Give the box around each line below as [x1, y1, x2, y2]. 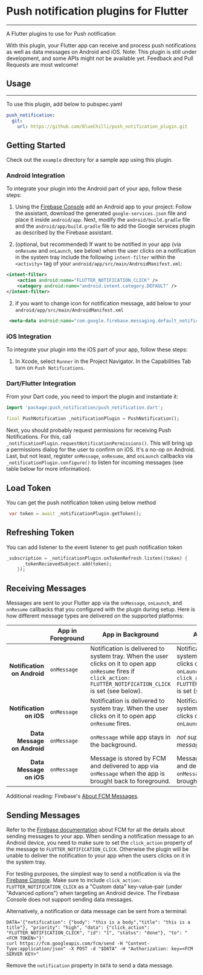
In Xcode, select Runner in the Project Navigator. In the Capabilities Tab [14, 358, 192, 365]
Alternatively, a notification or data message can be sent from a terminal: [6, 907, 187, 914]
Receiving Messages [6, 583, 86, 593]
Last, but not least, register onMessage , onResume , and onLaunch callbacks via [6, 453, 193, 460]
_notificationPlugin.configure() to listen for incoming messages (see [6, 459, 184, 466]
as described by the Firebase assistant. [14, 229, 113, 236]
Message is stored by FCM [90, 754, 166, 763]
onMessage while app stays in [90, 733, 171, 742]
